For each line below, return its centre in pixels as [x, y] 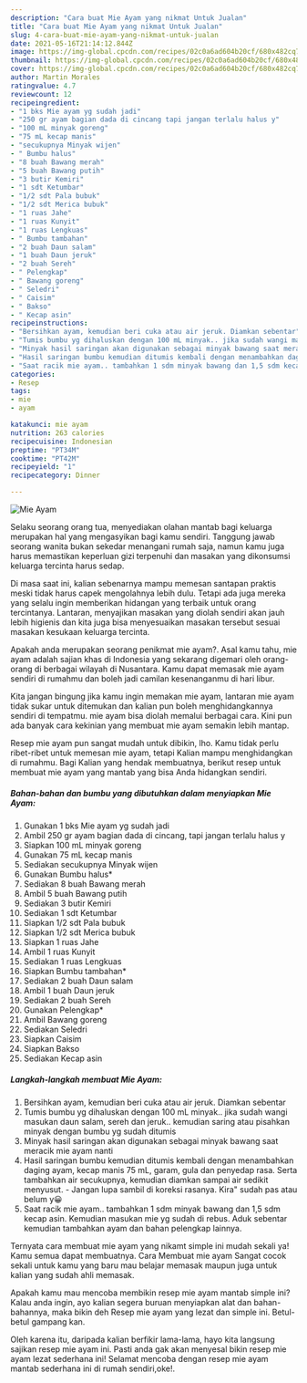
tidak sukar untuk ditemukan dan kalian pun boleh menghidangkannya [142, 706]
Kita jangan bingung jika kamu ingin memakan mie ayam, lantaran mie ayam [152, 696]
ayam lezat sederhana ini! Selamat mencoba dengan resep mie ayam [139, 1358]
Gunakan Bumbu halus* [68, 874]
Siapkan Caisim [52, 1039]
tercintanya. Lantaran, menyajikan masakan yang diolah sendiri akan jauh [148, 613]
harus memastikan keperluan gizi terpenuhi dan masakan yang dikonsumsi [150, 556]
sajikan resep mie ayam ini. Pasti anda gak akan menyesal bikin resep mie [148, 1349]
